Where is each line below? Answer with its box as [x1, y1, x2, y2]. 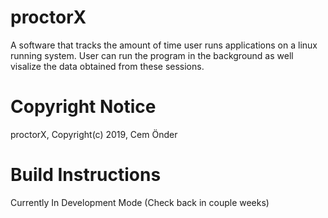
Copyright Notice [10, 96, 157, 118]
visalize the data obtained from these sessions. [10, 60, 205, 72]
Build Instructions [10, 164, 162, 186]
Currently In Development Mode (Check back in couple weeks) [10, 196, 270, 208]
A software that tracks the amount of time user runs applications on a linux [10, 39, 318, 51]
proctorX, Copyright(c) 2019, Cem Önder [10, 128, 178, 140]
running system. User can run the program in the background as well [10, 49, 294, 61]
